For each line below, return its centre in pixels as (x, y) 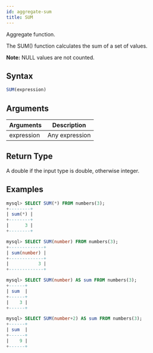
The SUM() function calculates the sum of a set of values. (77, 46)
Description (69, 125)
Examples (25, 189)
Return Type (29, 157)
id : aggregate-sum (29, 12)
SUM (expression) (26, 90)
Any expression (69, 135)
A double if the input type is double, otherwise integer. (73, 171)
